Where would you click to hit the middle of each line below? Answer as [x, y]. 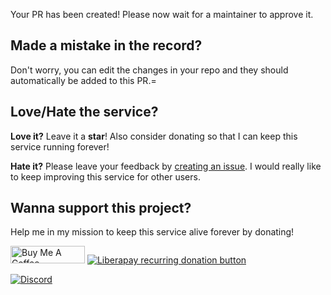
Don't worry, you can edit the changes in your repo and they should [149, 70]
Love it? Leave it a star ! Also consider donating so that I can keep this [154, 136]
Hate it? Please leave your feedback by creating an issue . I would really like [166, 166]
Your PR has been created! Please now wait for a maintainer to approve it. [162, 14]
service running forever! [60, 146]
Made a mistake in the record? [106, 45]
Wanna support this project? [101, 208]
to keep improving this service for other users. [105, 176]
